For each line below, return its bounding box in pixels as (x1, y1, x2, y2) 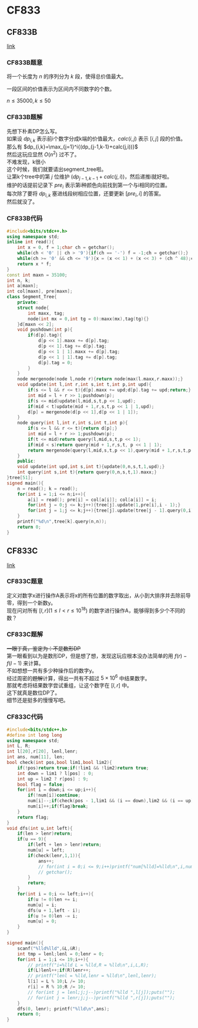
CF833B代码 (6, 215, 43, 223)
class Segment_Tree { (6, 294, 58, 300)
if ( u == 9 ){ (17, 836, 46, 842)
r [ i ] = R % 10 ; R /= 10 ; (28, 984, 86, 990)
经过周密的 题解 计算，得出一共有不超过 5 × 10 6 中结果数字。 (6, 673, 150, 681)
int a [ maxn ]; (6, 283, 39, 289)
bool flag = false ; (17, 782, 65, 788)
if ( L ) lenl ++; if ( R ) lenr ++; (28, 967, 92, 973)
